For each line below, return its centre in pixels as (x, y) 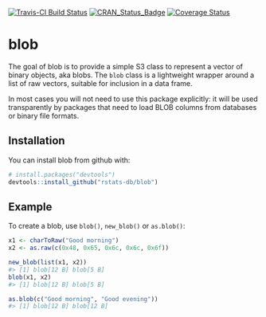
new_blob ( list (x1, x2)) (48, 263)
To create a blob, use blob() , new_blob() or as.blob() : (97, 226)
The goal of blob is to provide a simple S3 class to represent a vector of (125, 66)
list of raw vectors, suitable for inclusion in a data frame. (100, 83)
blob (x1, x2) (30, 277)
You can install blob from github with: (69, 160)
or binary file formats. (44, 115)
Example (30, 207)
